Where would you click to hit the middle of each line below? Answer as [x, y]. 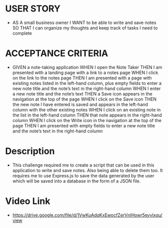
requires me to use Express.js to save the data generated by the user [83, 175]
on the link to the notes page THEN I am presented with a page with [82, 77]
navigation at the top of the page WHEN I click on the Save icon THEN [84, 99]
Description [30, 151]
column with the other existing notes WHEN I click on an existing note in [86, 109]
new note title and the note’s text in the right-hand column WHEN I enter [86, 88]
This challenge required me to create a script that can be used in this [83, 165]
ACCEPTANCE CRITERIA [57, 53]
